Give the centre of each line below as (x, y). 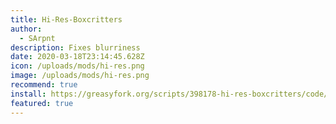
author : (26, 29)
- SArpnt (37, 38)
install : (28, 94)
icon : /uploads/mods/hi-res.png (77, 66)
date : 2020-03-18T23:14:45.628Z (77, 57)
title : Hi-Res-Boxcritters (66, 19)
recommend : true (44, 85)
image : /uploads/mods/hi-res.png (80, 76)
